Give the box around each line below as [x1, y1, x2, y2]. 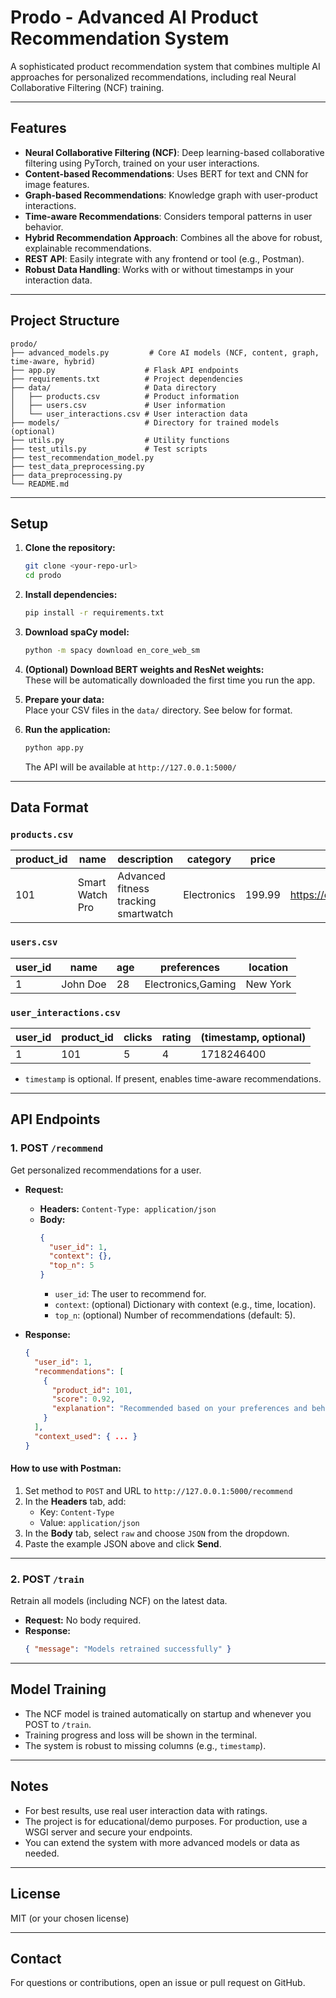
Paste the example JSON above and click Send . [24, 1537, 222, 1550]
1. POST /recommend [10, 1141, 104, 1155]
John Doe [61, 977, 107, 991]
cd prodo [24, 571, 62, 581]
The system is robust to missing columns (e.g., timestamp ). [24, 1739, 267, 1751]
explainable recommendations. [24, 242, 152, 254]
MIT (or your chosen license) [10, 1912, 130, 1924]
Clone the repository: [24, 542, 116, 554]
